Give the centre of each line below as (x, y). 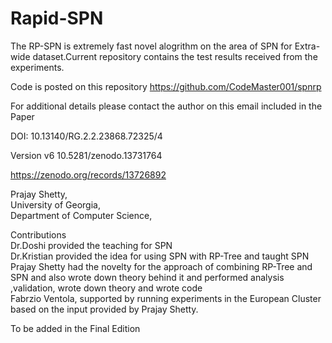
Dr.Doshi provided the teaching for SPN (91, 245)
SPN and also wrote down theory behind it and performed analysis (147, 277)
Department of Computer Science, (81, 215)
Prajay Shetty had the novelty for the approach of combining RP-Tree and (161, 266)
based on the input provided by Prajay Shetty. (104, 309)
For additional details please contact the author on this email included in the (166, 106)
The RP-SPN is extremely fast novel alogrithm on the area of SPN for (151, 46)
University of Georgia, (55, 204)
